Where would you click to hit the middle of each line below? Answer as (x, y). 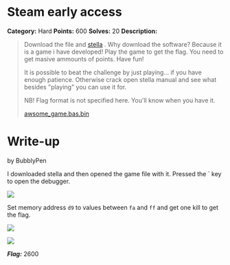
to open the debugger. (39, 181)
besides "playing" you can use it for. (75, 87)
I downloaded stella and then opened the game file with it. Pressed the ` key (114, 173)
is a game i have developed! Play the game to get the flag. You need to (124, 52)
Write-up (34, 141)
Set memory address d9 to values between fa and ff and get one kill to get (113, 207)
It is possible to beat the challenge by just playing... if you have (113, 72)
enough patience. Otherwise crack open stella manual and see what (120, 79)
